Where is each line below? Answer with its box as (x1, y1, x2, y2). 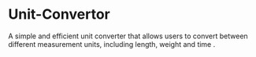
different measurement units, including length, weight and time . (8, 39, 216, 48)
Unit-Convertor (8, 5, 110, 23)
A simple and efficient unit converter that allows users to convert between (8, 31, 248, 41)
